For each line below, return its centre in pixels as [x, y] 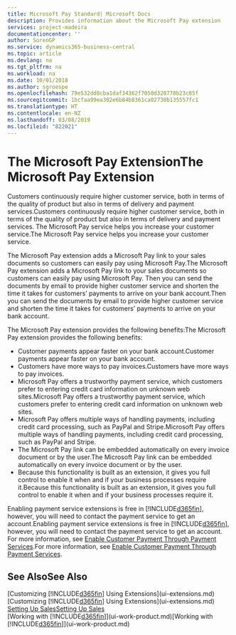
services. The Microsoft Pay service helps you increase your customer [111, 227]
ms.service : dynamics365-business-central [71, 47]
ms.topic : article [34, 54]
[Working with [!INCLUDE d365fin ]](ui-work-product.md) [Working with [110, 616]
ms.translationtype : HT [43, 107]
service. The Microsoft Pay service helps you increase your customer [108, 234]
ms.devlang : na [30, 61]
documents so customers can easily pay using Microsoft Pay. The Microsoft [118, 263]
